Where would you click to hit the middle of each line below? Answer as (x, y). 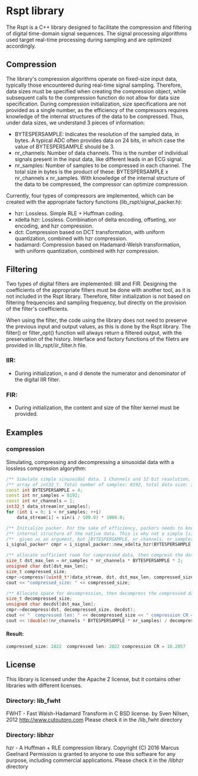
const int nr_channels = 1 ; (41, 501)
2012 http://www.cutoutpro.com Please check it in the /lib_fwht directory (94, 720)
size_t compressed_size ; (37, 571)
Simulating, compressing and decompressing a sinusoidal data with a (90, 462)
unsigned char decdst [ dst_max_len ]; (51, 604)
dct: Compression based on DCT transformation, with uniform (90, 232)
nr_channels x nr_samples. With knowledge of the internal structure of (100, 177)
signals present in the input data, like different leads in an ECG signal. (99, 159)
